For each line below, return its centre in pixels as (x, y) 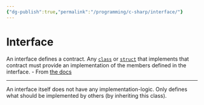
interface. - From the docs (39, 72)
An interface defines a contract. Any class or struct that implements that (98, 59)
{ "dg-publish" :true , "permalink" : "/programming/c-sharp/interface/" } (95, 12)
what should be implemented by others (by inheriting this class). (87, 95)
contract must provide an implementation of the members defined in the (96, 65)
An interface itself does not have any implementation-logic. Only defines (97, 89)
